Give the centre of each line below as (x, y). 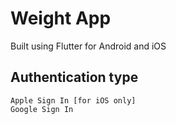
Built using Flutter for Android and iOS (88, 46)
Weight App (61, 18)
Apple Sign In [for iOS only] (73, 100)
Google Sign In (42, 109)
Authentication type (74, 77)
